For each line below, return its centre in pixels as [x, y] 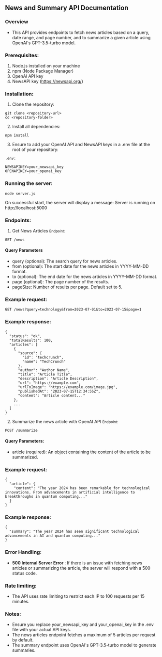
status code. [24, 573]
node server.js [20, 194]
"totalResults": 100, [31, 340]
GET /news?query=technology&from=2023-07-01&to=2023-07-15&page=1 [73, 310]
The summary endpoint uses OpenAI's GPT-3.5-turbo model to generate [84, 645]
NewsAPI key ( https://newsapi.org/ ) [48, 81]
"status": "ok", [26, 336]
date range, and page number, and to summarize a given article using [81, 37]
